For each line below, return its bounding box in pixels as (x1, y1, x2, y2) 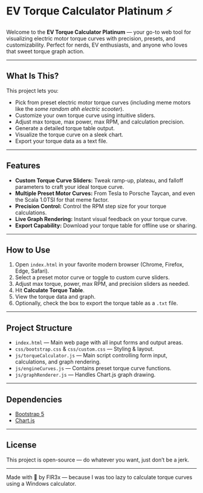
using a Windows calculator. (6, 480, 77, 487)
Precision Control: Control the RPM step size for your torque (14, 202, 167, 210)
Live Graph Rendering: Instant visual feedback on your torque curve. (14, 215, 187, 222)
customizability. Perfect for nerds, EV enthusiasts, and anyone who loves (6, 41, 188, 48)
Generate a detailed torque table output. (14, 124, 115, 131)
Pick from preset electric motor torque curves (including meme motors (14, 99, 191, 106)
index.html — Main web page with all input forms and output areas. (14, 339, 183, 346)
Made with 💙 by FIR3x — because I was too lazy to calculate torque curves (6, 473, 193, 481)
